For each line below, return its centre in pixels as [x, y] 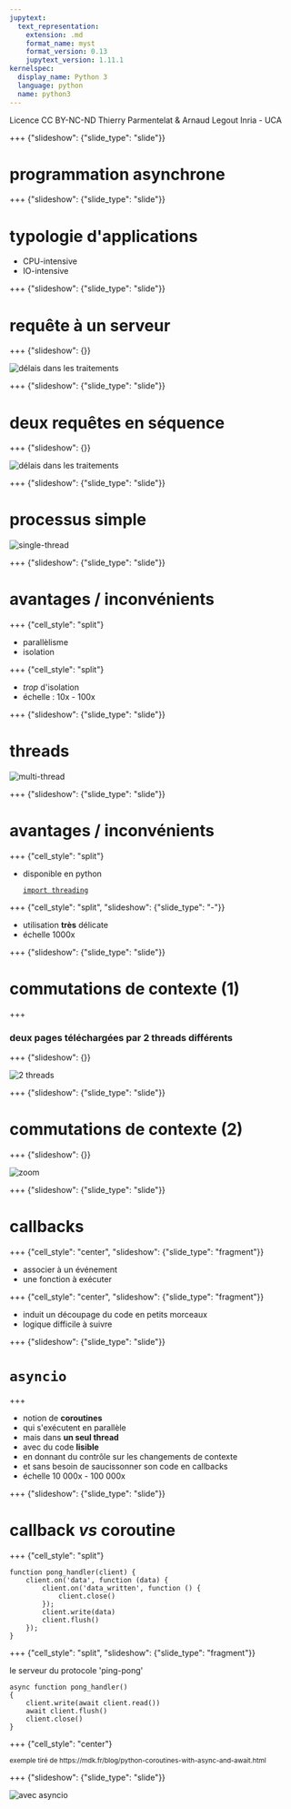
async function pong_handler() [69, 1687]
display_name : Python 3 [62, 77]
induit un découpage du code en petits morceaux [115, 1315]
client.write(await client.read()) [93, 1703]
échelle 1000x [49, 935]
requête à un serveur [90, 325]
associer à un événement [70, 1269]
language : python [50, 86]
